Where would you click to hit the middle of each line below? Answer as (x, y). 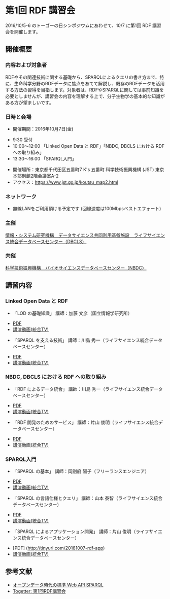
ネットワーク (21, 196)
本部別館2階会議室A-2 (36, 176)
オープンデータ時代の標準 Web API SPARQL (58, 585)
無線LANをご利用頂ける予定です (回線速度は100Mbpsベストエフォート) (87, 209)
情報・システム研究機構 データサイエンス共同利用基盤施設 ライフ (76, 235)
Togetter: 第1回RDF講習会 (39, 591)
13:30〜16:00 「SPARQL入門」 (44, 158)
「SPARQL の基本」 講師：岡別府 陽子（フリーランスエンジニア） (81, 471)
